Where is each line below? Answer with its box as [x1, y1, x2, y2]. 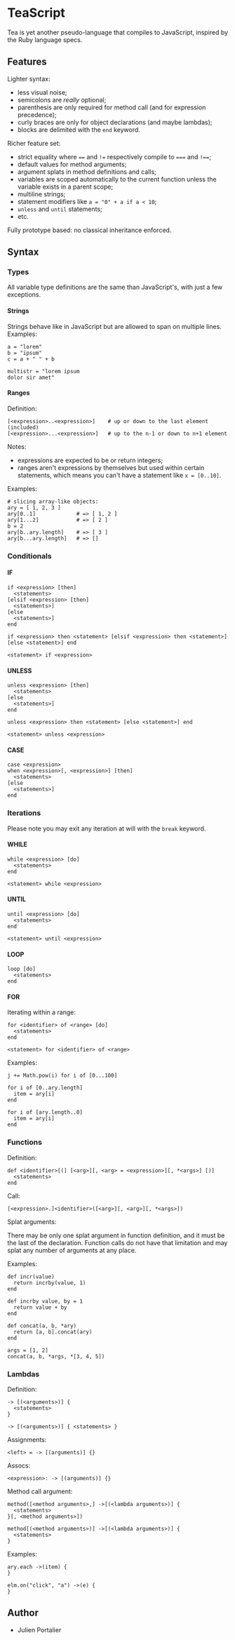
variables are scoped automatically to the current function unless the [17, 175, 217, 183]
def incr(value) [7, 1273, 55, 1280]
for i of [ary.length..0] [7, 1109, 83, 1116]
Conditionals [7, 551, 52, 560]
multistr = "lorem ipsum [7, 368, 80, 375]
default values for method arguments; [17, 160, 127, 168]
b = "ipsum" [7, 349, 42, 356]
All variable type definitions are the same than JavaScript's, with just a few [7, 283, 223, 292]
